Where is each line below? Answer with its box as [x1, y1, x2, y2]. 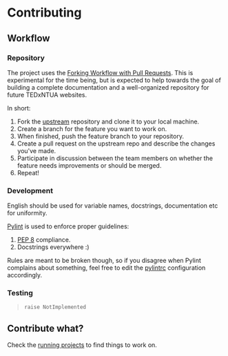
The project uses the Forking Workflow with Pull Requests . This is [7, 68, 194, 77]
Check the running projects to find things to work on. [7, 341, 157, 349]
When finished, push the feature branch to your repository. [17, 132, 185, 140]
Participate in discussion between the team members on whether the [17, 154, 214, 162]
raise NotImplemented [23, 304, 86, 311]
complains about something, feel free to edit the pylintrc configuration [7, 264, 206, 272]
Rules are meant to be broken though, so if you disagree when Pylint [7, 257, 202, 265]
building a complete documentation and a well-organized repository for [7, 83, 209, 91]
